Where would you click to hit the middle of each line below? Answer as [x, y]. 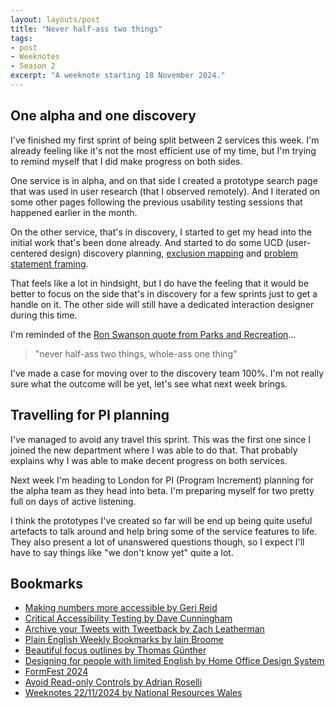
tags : [21, 38]
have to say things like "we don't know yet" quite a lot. [122, 552]
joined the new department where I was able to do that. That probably [154, 450]
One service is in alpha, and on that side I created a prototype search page [164, 180]
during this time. [44, 315]
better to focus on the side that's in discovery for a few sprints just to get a [164, 293]
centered [29, 253]
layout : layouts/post [55, 19]
